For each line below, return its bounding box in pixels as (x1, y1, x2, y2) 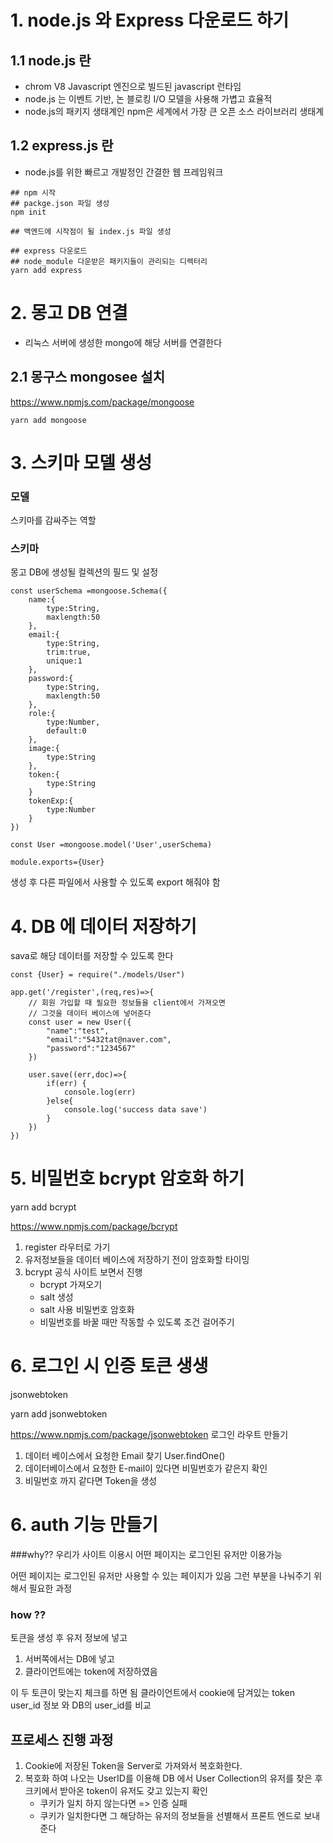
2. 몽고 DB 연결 (10, 302, 128, 324)
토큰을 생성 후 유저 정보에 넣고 (10, 1632, 128, 1644)
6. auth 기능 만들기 (10, 1514, 158, 1536)
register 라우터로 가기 (24, 1241, 111, 1253)
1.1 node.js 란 (10, 52, 92, 69)
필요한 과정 (28, 1582, 73, 1595)
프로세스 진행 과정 (10, 1731, 114, 1748)
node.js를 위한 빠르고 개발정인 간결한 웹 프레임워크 (24, 166, 224, 178)
